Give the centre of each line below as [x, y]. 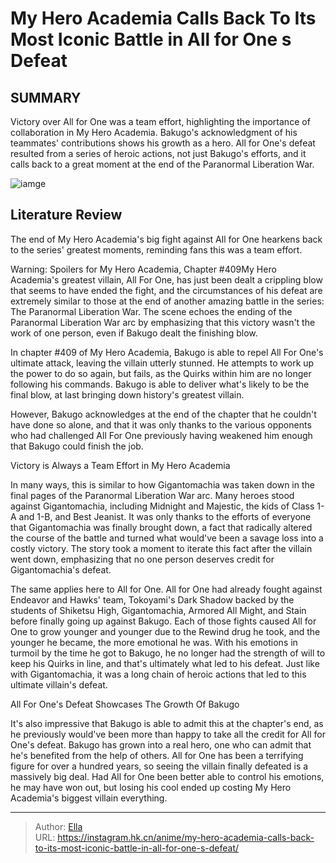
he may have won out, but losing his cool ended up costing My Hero [151, 787]
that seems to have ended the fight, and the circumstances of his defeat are [166, 290]
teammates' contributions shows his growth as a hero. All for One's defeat [163, 143]
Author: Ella [58, 826]
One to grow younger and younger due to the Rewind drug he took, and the [165, 631]
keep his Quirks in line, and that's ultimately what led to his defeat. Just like [165, 663]
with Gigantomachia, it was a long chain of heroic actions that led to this [158, 674]
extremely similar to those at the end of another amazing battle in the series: [167, 301]
